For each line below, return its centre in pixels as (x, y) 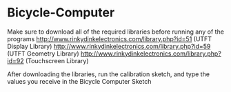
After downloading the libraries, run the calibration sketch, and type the (109, 74)
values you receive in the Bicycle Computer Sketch (79, 81)
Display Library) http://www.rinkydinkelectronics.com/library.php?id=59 (109, 46)
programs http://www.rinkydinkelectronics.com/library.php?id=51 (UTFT (110, 38)
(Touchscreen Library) (57, 60)
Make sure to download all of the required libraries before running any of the (115, 32)
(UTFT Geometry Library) (43, 54)
